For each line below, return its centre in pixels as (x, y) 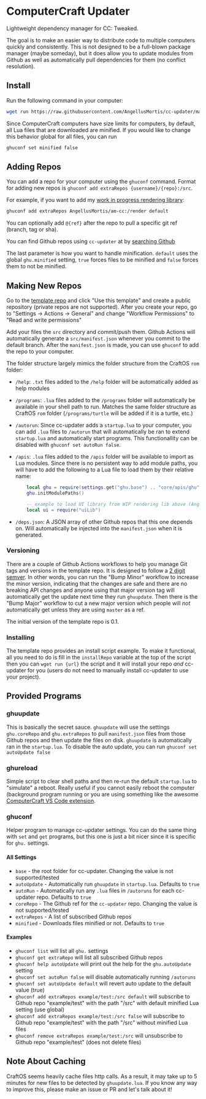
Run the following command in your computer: (65, 100)
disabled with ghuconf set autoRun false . (68, 445)
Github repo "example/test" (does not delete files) (78, 1042)
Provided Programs (44, 696)
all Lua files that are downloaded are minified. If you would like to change (99, 130)
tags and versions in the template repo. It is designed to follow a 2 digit (96, 570)
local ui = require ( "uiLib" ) (64, 510)
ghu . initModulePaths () (55, 493)
